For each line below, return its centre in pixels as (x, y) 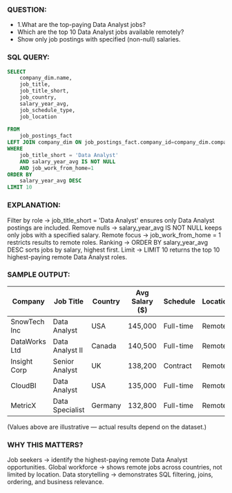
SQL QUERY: (28, 57)
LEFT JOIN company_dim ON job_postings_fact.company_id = (91, 142)
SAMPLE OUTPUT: (39, 275)
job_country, (38, 97)
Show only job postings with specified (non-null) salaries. (99, 39)
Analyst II (68, 350)
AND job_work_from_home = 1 (57, 168)
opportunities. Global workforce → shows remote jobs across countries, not (115, 467)
